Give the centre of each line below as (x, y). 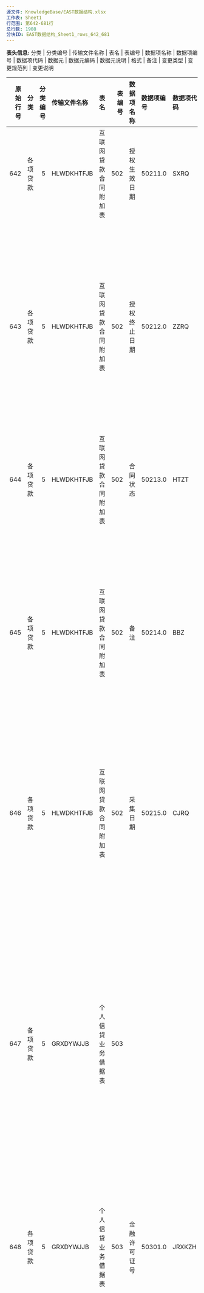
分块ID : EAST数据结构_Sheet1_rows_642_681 (58, 35)
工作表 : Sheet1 (24, 18)
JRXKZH (185, 1247)
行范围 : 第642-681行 (30, 23)
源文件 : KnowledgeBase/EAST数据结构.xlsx (56, 12)
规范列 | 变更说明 (32, 68)
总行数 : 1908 (21, 29)
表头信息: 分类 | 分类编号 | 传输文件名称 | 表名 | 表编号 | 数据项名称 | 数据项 (99, 53)
